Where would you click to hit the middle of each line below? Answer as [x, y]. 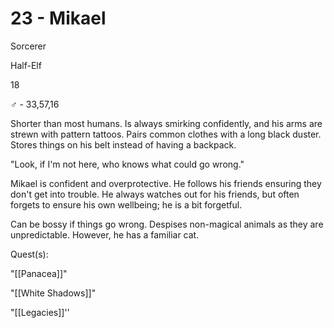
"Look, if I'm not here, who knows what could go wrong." [127, 164]
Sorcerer [28, 46]
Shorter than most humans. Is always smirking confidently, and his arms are [166, 123]
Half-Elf [26, 65]
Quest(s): [29, 254]
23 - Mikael [58, 18]
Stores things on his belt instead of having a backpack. [123, 144]
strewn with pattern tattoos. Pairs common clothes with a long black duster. [166, 134]
